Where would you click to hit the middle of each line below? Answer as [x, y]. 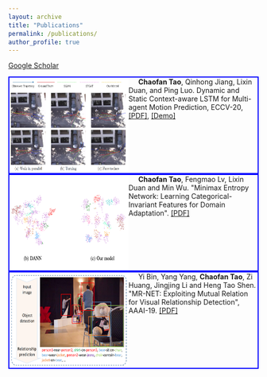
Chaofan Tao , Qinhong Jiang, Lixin [195, 82]
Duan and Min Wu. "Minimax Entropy [189, 188]
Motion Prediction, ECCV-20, [196, 107]
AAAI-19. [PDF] [153, 311]
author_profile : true [44, 42]
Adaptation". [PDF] [159, 213]
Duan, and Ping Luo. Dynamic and [184, 91]
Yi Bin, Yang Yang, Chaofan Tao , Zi [195, 277]
